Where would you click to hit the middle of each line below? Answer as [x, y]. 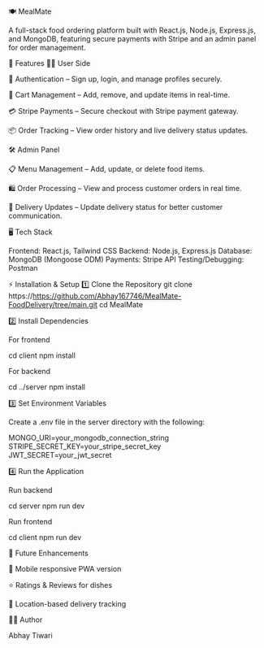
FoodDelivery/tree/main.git [53, 304]
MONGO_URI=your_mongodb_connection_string [89, 438]
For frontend [29, 339]
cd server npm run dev [47, 506]
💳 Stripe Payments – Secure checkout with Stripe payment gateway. [123, 111]
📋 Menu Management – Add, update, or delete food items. [107, 169]
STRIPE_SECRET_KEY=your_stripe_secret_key [85, 446]
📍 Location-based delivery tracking [67, 604]
